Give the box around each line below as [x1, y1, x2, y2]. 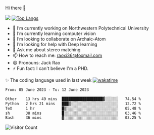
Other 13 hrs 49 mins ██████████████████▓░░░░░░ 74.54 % [5, 96, 141, 102]
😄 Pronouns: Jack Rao [12, 60, 61, 65]
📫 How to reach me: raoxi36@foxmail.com [12, 52, 102, 58]
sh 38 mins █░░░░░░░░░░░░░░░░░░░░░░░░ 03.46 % [5, 111, 141, 116]
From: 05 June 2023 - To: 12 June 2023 [5, 87, 89, 92]
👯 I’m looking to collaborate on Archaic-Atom [12, 36, 106, 42]
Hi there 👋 [5, 5, 26, 11]
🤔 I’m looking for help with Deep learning [12, 41, 97, 47]
